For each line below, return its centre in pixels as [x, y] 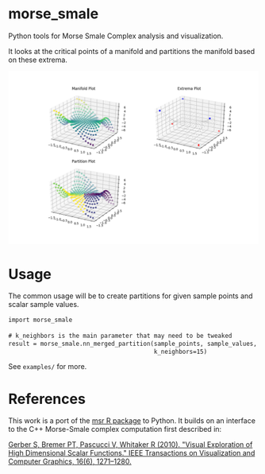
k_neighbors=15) [181, 352]
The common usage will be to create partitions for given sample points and [131, 296]
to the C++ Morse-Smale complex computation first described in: [115, 429]
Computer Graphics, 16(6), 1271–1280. [70, 461]
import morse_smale [40, 320]
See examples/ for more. [48, 367]
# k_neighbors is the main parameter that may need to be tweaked [120, 336]
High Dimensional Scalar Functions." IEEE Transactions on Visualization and [132, 453]
